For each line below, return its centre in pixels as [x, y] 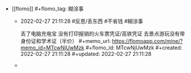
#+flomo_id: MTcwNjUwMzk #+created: [134, 48]
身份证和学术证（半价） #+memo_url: [66, 41]
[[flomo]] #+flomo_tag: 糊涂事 [48, 9]
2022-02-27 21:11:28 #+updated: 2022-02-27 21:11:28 [86, 54]
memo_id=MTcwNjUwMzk [52, 48]
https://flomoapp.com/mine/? [148, 41]
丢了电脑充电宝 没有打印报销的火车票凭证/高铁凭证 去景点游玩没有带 [103, 34]
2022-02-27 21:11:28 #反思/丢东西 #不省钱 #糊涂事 [82, 21]
